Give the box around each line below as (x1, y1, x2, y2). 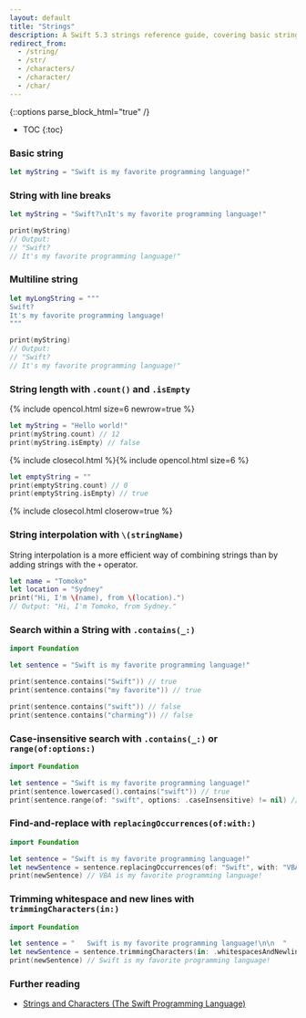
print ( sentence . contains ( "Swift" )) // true (9, 677, 178, 687)
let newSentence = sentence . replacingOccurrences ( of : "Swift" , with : (9, 863, 280, 872)
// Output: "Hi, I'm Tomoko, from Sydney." (9, 602, 178, 611)
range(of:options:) (9, 743, 96, 753)
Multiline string (9, 273, 79, 286)
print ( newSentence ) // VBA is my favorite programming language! (9, 871, 262, 880)
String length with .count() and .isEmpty (9, 382, 191, 395)
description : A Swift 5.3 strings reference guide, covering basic (9, 30, 271, 39)
